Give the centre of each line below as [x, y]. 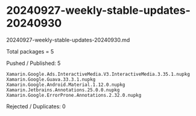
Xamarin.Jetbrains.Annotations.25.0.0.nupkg [63, 90]
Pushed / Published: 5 [33, 63]
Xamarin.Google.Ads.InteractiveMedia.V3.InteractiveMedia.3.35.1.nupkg [98, 74]
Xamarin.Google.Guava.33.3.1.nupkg [51, 79]
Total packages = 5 [30, 51]
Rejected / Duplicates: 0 [36, 106]
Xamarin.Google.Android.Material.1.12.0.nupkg [66, 85]
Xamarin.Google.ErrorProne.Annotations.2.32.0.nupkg [74, 95]
